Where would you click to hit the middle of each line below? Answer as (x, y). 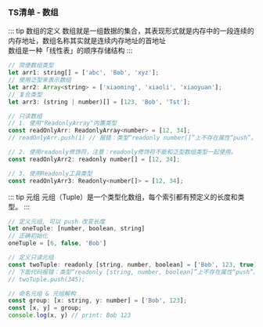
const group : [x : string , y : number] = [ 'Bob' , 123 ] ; (98, 301)
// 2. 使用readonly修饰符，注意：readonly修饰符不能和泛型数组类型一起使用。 (122, 152)
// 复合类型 (25, 94)
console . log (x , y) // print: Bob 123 (70, 315)
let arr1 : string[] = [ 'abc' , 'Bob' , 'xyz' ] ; (83, 73)
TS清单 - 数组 (33, 12)
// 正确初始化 (28, 236)
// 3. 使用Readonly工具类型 (50, 173)
